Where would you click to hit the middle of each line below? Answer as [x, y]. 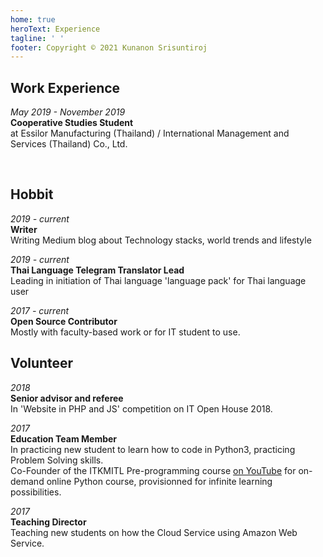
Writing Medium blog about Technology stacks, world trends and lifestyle [161, 240]
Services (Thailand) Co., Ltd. [69, 144]
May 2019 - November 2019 [68, 112]
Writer [24, 229]
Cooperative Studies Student [72, 123]
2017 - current [40, 310]
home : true [33, 19]
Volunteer [42, 363]
